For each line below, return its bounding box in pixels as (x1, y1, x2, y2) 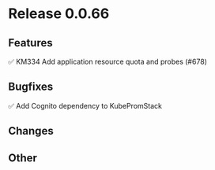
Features (8, 36, 53, 50)
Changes (8, 124, 54, 138)
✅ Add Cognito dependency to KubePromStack (8, 101, 162, 110)
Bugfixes (8, 80, 54, 94)
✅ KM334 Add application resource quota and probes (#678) (8, 57, 208, 66)
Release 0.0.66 (8, 5, 110, 23)
